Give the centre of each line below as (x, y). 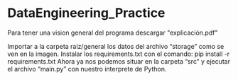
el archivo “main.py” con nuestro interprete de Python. (87, 69)
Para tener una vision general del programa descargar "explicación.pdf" (113, 33)
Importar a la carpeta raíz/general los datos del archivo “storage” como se (116, 46)
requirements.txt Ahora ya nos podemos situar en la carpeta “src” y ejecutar (119, 61)
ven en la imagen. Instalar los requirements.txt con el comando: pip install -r (119, 54)
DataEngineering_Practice (86, 13)
